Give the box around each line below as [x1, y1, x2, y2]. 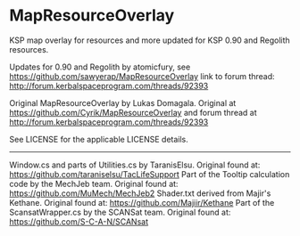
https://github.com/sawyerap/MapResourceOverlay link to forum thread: [9, 70, 275, 81]
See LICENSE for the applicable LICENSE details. [9, 134, 189, 144]
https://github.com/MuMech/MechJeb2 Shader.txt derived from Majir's [9, 188, 271, 199]
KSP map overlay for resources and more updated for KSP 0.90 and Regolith [9, 35, 290, 45]
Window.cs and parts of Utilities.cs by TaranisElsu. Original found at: [9, 159, 261, 170]
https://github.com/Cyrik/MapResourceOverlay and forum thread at [9, 107, 257, 118]
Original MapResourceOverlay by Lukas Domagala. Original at [9, 97, 237, 108]
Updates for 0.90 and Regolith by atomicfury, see [9, 61, 191, 72]
